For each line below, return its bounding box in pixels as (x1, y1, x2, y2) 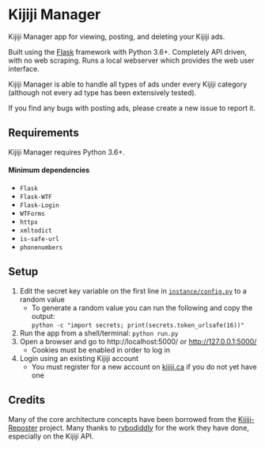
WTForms (19, 209, 45, 217)
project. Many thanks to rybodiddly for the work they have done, (39, 423, 249, 432)
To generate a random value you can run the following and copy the (31, 303, 253, 313)
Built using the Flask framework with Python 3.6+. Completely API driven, (8, 47, 248, 56)
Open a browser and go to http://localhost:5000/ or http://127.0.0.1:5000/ (19, 336, 257, 346)
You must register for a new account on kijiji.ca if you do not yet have (31, 362, 257, 371)
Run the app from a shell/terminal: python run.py (19, 328, 179, 338)
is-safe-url (19, 235, 59, 243)
